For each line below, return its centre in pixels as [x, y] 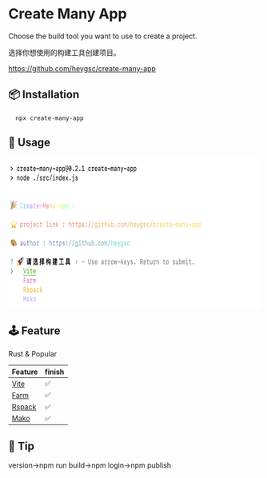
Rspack [24, 407]
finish [54, 372]
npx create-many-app [50, 118]
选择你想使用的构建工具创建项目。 [64, 52]
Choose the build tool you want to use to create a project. [103, 36]
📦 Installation [44, 95]
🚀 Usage [29, 143]
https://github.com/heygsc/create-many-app [82, 68]
